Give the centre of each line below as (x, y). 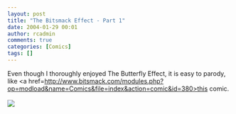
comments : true (30, 40)
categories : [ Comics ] (39, 47)
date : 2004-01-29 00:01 (43, 27)
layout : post (27, 14)
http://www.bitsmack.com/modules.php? (104, 81)
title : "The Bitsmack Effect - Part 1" (66, 21)
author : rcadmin (31, 34)
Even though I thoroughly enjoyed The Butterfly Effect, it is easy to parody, (117, 73)
